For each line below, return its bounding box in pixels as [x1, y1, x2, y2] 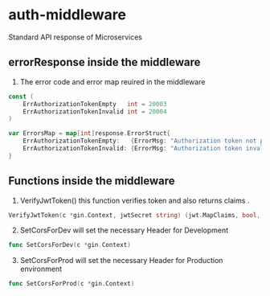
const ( [8, 92, 35, 101]
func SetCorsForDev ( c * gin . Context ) [8, 241, 131, 249]
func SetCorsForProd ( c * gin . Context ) [8, 280, 135, 288]
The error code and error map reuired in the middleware [19, 76, 206, 86]
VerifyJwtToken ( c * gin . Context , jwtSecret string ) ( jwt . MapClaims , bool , [8, 211, 261, 219]
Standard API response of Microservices [8, 32, 143, 42]
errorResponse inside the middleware [8, 55, 201, 69]
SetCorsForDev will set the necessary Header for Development [19, 225, 229, 235]
